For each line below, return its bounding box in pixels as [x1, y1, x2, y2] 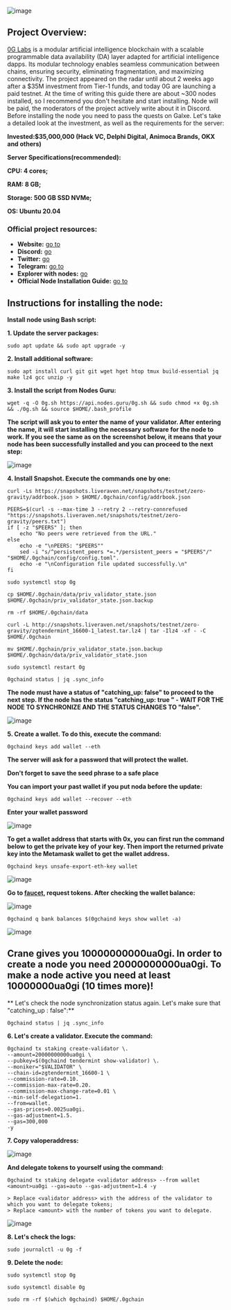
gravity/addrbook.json [7, 494, 73, 501]
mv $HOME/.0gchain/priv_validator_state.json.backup [7, 646, 163, 653]
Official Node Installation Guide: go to [17, 277, 128, 285]
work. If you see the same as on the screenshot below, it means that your [7, 433, 222, 441]
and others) [7, 140, 42, 148]
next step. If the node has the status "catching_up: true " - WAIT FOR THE [7, 695, 224, 704]
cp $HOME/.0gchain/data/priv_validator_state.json [7, 591, 157, 598]
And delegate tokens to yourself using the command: [7, 1163, 164, 1171]
